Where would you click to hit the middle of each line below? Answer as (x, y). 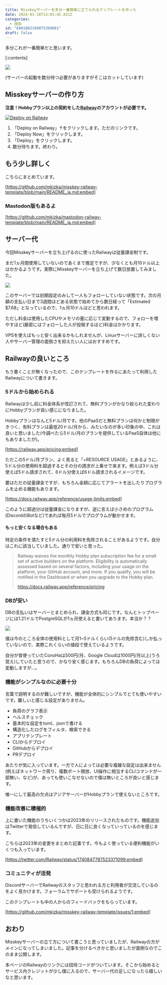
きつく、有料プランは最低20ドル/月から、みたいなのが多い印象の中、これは (83, 426)
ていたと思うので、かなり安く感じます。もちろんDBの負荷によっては (90, 662)
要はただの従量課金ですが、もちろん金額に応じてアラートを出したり (75, 482)
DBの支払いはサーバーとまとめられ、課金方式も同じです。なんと (71, 612)
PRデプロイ (24, 754)
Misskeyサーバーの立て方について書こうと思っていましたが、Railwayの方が (82, 942)
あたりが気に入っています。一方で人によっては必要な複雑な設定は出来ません (83, 765)
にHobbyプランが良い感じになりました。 (47, 410)
